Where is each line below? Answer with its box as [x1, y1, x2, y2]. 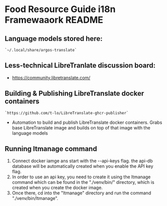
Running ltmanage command [5, 145, 98, 153]
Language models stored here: [5, 34, 103, 43]
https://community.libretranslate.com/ [12, 75, 91, 81]
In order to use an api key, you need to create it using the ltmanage [12, 174, 151, 180]
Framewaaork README [5, 14, 104, 26]
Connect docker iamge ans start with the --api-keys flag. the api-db [12, 158, 153, 164]
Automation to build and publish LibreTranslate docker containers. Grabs [12, 119, 162, 125]
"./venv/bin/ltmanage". [12, 195, 58, 201]
